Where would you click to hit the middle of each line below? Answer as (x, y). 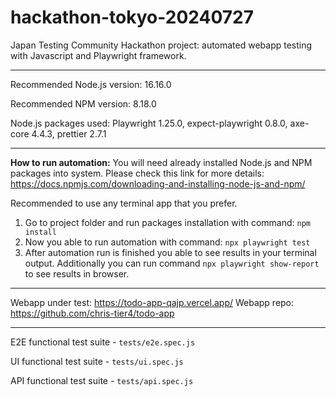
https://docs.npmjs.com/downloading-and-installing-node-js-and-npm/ (158, 183)
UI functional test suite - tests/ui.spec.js (97, 361)
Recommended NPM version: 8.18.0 (83, 103)
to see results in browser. (77, 273)
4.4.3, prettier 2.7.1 (69, 133)
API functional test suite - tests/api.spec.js (102, 380)
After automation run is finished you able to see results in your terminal (170, 252)
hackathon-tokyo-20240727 (132, 17)
